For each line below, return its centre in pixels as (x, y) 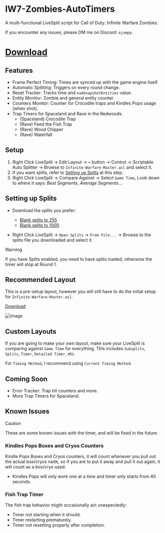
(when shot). (25, 108)
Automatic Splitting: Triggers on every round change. (66, 87)
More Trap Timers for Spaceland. (46, 396)
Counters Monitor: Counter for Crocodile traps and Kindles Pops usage (84, 103)
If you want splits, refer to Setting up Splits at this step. (68, 172)
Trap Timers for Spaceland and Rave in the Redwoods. (67, 113)
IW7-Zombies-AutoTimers (60, 9)
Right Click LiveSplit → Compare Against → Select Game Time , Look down (86, 178)
